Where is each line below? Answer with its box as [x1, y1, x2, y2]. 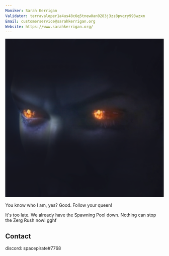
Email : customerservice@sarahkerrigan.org [5, 19, 96, 24]
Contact [5, 232, 31, 240]
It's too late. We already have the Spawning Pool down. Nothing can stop [5, 212, 156, 218]
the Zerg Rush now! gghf [5, 217, 57, 223]
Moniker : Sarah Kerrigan [5, 8, 57, 13]
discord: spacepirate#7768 [5, 245, 61, 251]
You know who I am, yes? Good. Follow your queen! [5, 202, 112, 208]
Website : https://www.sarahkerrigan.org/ [5, 24, 94, 29]
